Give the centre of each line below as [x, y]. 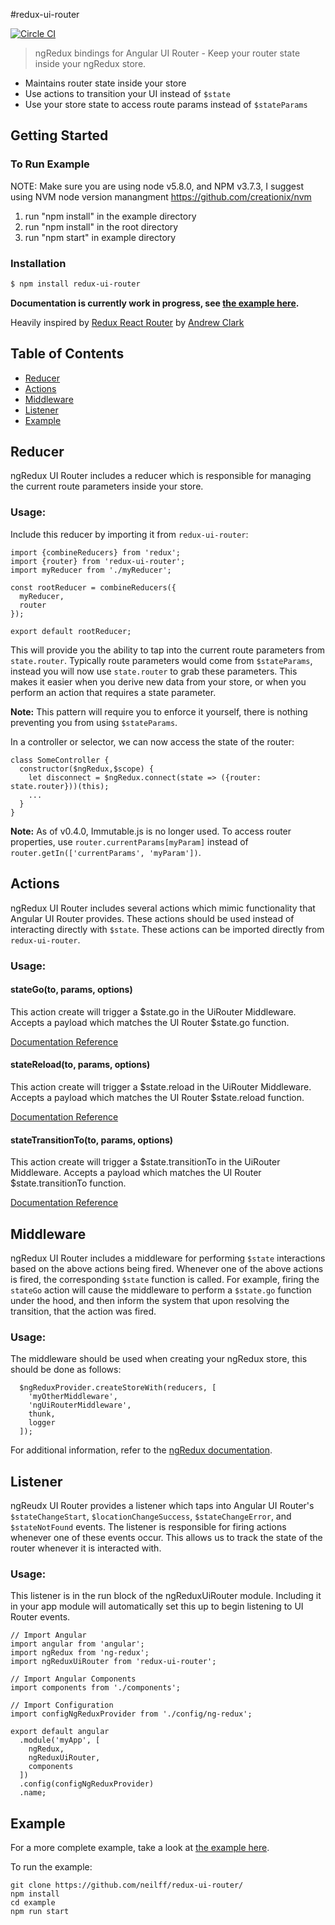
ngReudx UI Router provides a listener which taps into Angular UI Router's [162, 1506]
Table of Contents [67, 354]
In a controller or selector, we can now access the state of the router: [152, 741]
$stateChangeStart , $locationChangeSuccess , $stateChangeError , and [151, 1516]
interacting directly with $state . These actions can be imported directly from [167, 929]
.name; [33, 1793]
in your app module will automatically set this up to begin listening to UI [157, 1606]
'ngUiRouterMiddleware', [80, 1405]
